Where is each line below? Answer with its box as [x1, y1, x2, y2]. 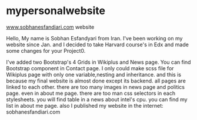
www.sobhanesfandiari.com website [6, 23, 95, 30]
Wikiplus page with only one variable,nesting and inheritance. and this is [6, 71, 181, 78]
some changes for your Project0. [6, 47, 86, 54]
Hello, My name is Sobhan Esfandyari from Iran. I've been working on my [6, 35, 183, 42]
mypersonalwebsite [6, 4, 106, 18]
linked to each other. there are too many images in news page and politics [6, 83, 185, 90]
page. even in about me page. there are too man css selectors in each [6, 90, 175, 97]
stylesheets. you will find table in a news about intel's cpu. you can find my [6, 95, 188, 103]
